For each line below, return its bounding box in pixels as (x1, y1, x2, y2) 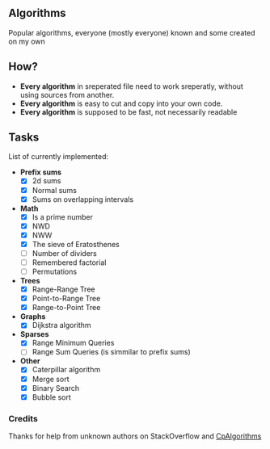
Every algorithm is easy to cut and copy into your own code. (19, 99, 223, 108)
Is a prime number (32, 212, 94, 221)
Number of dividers (32, 248, 97, 258)
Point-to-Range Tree (32, 294, 101, 304)
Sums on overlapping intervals (32, 194, 134, 204)
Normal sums (32, 185, 77, 195)
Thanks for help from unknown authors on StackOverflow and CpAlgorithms (8, 431, 262, 441)
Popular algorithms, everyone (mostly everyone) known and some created (8, 27, 255, 37)
